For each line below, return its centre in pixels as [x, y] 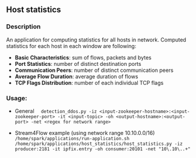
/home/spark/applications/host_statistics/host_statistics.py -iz [99, 144]
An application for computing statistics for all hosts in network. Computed [96, 39]
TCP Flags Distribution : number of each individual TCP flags [89, 83]
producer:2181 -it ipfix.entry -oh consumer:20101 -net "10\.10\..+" [103, 149]
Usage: [17, 98]
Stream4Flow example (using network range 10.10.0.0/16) [85, 132]
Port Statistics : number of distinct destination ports [78, 64]
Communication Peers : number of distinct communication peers [94, 70]
